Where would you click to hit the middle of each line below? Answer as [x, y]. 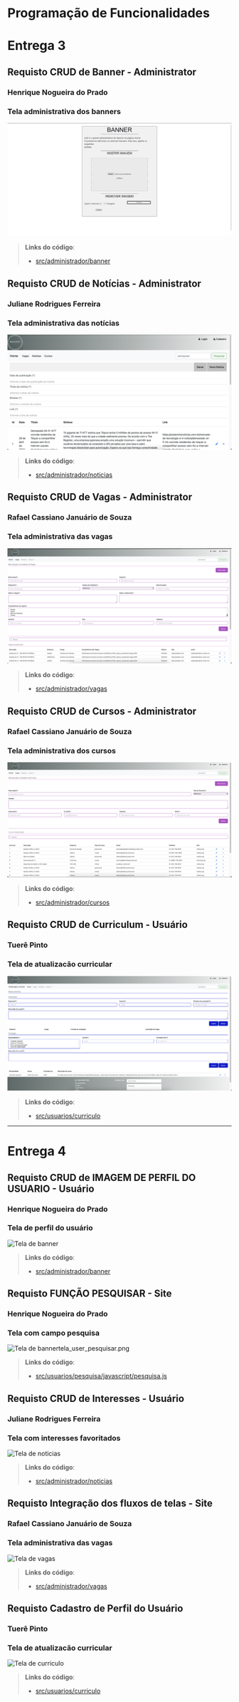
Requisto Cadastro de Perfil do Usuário [95, 1609]
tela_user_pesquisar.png [94, 1348]
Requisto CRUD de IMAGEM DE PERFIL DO [102, 1177]
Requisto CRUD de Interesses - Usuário [96, 1398]
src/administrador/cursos [73, 902]
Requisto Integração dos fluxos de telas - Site [110, 1504]
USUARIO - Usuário [51, 1188]
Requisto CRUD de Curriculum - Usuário [98, 925]
